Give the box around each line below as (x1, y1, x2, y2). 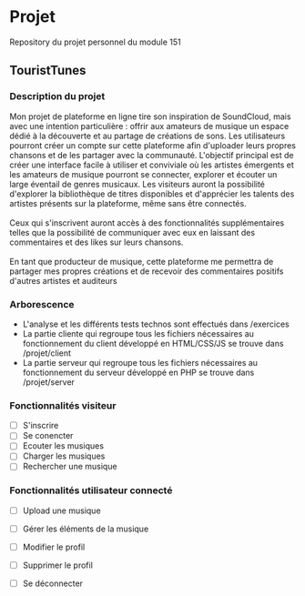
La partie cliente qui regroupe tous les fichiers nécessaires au (22, 328, 255, 338)
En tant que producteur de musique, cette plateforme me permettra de (9, 256, 274, 267)
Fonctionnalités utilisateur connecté (9, 484, 173, 497)
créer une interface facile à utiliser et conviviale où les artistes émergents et (9, 159, 294, 170)
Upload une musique (22, 505, 102, 516)
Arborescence (9, 298, 75, 310)
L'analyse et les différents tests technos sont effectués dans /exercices (22, 318, 290, 329)
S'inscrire (22, 420, 59, 431)
